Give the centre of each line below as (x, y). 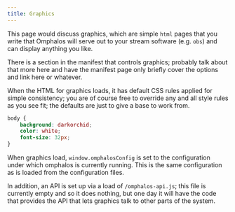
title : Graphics (31, 14)
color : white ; (40, 131)
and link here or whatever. (45, 77)
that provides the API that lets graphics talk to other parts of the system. (112, 201)
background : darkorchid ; (56, 125)
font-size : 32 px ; (45, 138)
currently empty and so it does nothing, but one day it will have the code (112, 193)
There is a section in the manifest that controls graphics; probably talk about (117, 62)
